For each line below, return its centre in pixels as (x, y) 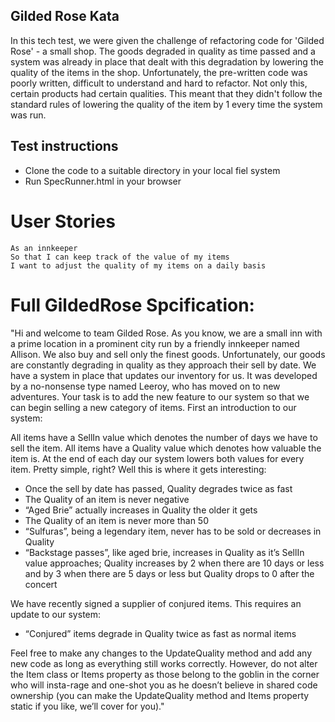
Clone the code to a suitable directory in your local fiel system (152, 170)
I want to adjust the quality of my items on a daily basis (138, 265)
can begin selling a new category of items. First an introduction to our (153, 407)
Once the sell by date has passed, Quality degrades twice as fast (158, 488)
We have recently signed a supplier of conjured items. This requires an (156, 603)
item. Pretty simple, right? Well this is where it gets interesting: (138, 469)
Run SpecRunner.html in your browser (103, 181)
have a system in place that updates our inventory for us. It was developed (164, 375)
